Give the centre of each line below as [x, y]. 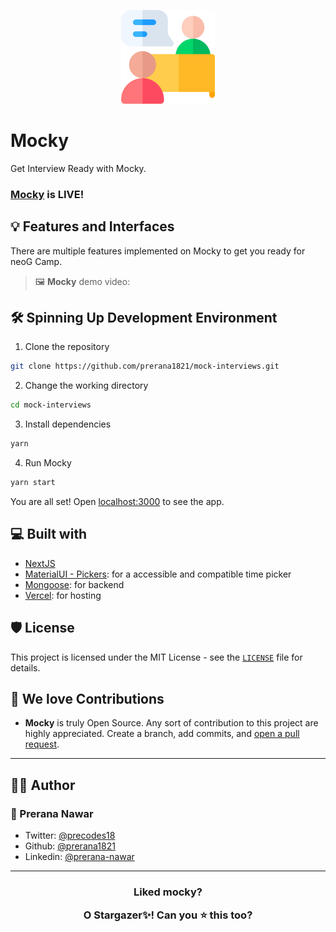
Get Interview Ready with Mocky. [78, 168]
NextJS [40, 563]
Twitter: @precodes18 [70, 836]
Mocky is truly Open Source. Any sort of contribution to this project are [171, 723]
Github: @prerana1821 [70, 846]
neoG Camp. [36, 261]
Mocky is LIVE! [47, 194]
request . [42, 744]
